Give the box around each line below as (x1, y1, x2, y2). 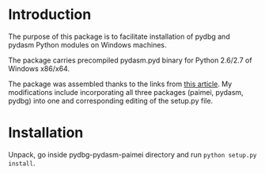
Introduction (8, 6, 92, 24)
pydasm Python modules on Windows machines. (8, 40, 167, 49)
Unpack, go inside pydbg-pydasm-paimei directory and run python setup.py (8, 149, 257, 159)
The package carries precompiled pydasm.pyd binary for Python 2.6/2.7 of (8, 55, 252, 65)
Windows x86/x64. (8, 63, 70, 73)
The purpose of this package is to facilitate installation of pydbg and (8, 32, 231, 41)
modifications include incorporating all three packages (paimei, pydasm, (8, 87, 244, 96)
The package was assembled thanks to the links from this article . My (8, 79, 233, 89)
